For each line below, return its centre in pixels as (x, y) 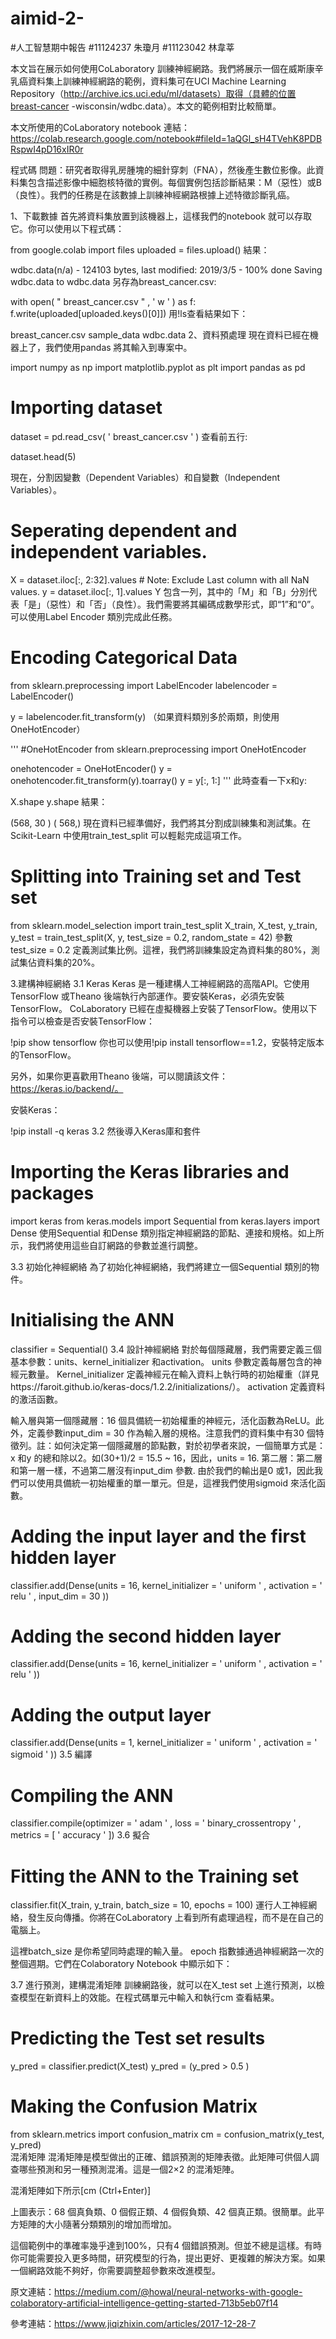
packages (52, 1193)
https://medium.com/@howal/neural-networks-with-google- (178, 2292)
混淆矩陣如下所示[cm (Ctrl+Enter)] (81, 2191)
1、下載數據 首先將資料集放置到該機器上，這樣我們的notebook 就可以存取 (161, 216)
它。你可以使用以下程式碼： (67, 228)
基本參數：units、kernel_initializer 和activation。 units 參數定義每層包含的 (161, 1361)
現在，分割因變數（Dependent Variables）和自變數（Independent (145, 477)
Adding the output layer (111, 1714)
